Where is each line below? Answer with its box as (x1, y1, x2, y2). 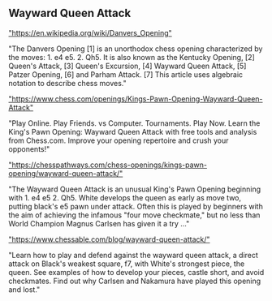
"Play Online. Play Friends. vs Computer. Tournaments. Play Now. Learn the (8, 118, 261, 128)
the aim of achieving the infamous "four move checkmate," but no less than (8, 210, 261, 220)
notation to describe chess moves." (8, 78, 127, 88)
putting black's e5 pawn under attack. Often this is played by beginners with (8, 201, 264, 211)
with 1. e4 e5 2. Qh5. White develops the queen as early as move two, (8, 192, 242, 202)
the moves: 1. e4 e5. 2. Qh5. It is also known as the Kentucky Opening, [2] (8, 52, 256, 62)
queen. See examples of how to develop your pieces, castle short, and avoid (8, 267, 265, 277)
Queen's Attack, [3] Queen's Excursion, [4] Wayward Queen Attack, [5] (8, 61, 247, 71)
